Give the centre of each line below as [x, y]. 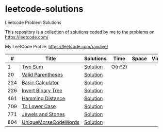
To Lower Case [39, 106]
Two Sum [32, 67]
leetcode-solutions [44, 9]
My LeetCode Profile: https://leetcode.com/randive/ [57, 46]
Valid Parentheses [42, 75]
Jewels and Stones [43, 114]
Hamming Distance [43, 98]
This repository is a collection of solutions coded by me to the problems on [80, 32]
